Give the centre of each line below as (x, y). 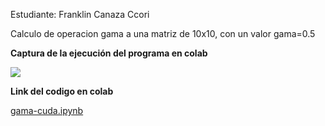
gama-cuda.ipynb (47, 110)
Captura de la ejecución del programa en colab (109, 53)
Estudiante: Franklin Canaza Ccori (80, 14)
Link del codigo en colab (62, 91)
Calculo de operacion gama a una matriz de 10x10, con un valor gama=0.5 (163, 33)
